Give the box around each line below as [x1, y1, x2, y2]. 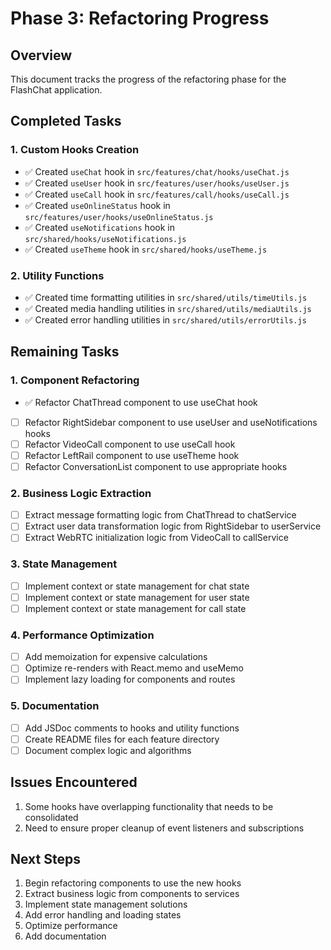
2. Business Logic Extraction [10, 486, 152, 500]
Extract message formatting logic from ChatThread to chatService [24, 509, 297, 521]
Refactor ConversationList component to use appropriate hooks [24, 460, 288, 472]
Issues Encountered [10, 774, 138, 791]
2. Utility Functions [10, 268, 105, 282]
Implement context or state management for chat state [24, 580, 250, 592]
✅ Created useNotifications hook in [24, 221, 175, 233]
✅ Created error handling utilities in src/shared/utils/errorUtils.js [24, 313, 307, 326]
